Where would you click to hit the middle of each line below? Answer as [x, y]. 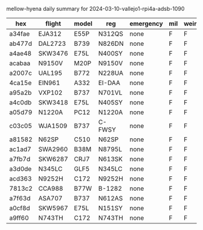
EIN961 [49, 83]
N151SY [110, 208]
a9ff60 [19, 218]
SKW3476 [53, 53]
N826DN [111, 43]
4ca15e [21, 83]
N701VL [110, 93]
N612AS [111, 198]
